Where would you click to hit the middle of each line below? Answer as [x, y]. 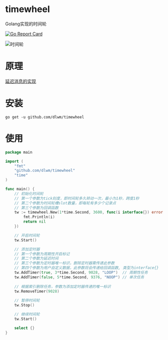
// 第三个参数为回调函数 [36, 208]
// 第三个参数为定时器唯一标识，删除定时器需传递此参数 [64, 263]
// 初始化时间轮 [29, 194]
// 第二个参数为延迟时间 [36, 259]
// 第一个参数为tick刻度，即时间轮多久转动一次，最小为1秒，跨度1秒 [77, 198]
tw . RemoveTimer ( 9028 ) [37, 291]
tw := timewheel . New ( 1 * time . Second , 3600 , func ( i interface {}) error [89, 212]
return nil [35, 222]
